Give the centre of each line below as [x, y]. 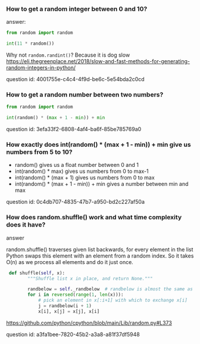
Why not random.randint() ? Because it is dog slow [68, 55]
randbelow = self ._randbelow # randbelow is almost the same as [110, 289]
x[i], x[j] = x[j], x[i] [69, 311]
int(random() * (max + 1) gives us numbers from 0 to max [85, 178]
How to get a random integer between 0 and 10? [77, 9]
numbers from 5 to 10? [39, 152]
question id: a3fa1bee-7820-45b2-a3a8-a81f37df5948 [73, 334]
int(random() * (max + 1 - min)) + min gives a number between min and [101, 184]
